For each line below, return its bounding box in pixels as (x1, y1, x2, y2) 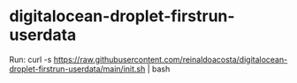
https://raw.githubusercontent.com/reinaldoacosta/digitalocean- (53, 54, 288, 64)
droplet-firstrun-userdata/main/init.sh (9, 64, 146, 74)
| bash (147, 64, 171, 74)
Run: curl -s (9, 54, 52, 64)
